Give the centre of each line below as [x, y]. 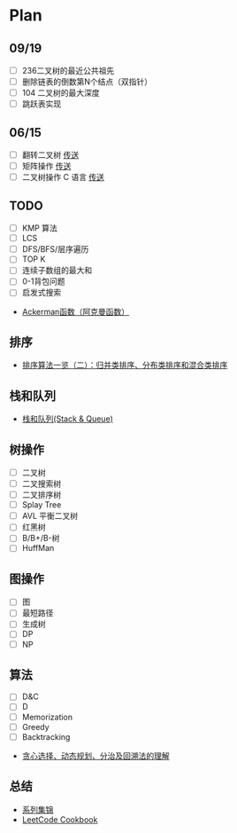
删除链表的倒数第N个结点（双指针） [87, 82]
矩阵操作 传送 [46, 166]
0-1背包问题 [43, 281]
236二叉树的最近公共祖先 [68, 71]
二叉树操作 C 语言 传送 [63, 177]
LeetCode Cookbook [60, 819]
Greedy [36, 727]
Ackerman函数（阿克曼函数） [76, 311]
